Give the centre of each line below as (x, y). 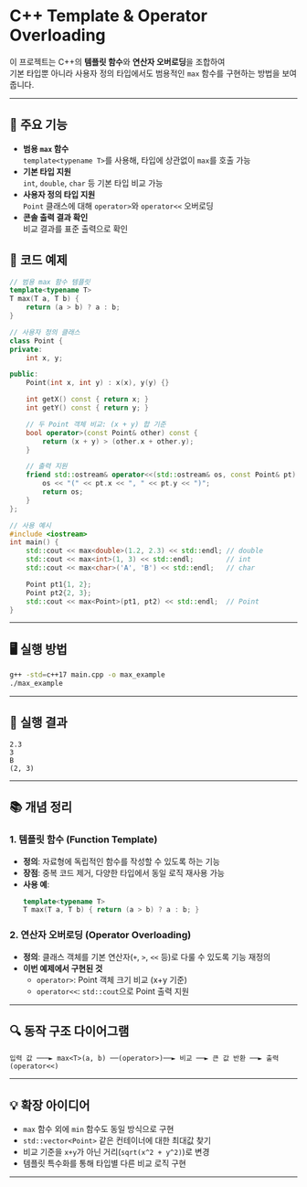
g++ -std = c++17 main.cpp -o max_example (88, 675)
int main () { (34, 542)
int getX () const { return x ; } (87, 400)
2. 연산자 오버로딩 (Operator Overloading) (101, 936)
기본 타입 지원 (47, 171)
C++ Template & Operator (109, 16)
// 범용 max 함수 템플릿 (50, 282)
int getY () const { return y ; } (87, 408)
